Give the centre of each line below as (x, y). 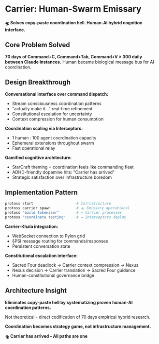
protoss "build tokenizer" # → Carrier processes (64, 213)
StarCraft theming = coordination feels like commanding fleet (73, 167)
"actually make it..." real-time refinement (52, 108)
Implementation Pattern (42, 192)
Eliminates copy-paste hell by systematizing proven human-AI (69, 302)
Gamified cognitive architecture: (38, 157)
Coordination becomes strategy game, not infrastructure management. (78, 326)
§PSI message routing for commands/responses (60, 241)
